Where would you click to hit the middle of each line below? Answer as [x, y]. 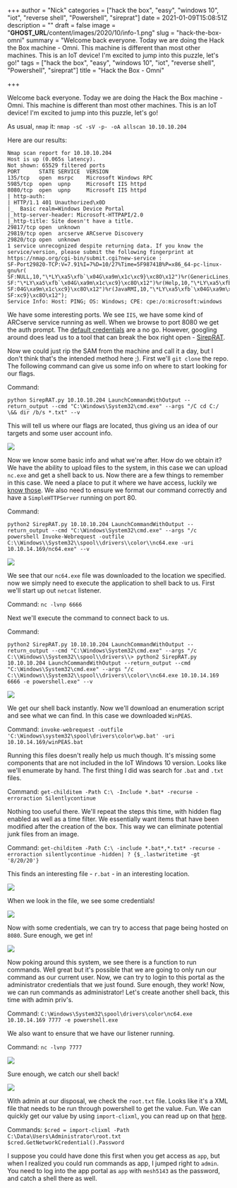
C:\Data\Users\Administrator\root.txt [64, 1136]
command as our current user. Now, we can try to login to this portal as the [116, 977]
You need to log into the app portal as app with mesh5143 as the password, [114, 1171]
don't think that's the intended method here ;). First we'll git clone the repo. [118, 359]
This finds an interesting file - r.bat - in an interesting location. [98, 874]
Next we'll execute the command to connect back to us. [88, 618]
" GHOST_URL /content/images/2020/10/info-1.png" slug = [91, 33]
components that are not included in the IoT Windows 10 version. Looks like [117, 763]
